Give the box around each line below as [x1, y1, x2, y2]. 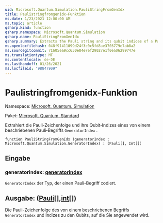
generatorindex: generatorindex [5, 169, 82, 176]
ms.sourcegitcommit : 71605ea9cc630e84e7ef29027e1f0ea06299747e [5, 48, 136, 53]
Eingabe [5, 154, 31, 162]
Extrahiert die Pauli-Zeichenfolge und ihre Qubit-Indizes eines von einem [5, 122, 150, 128]
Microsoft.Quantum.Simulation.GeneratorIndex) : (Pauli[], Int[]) [5, 141, 142, 146]
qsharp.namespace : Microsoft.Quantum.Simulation [5, 30, 105, 35]
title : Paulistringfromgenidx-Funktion [5, 12, 86, 17]
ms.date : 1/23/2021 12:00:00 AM [5, 16, 70, 21]
